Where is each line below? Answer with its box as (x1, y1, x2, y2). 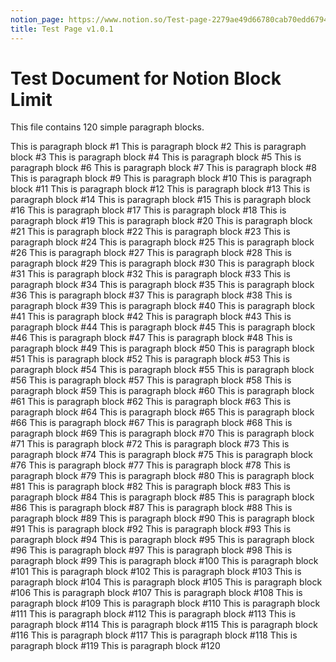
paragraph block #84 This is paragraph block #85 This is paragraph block (10, 491, 315, 503)
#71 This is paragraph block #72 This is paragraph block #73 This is (10, 438, 290, 450)
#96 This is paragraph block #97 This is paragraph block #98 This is (10, 544, 293, 556)
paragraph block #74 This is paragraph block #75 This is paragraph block (10, 449, 313, 461)
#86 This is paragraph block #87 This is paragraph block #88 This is (10, 502, 293, 514)
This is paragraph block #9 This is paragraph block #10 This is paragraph (10, 172, 312, 185)
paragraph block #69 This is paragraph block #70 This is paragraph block (10, 427, 315, 440)
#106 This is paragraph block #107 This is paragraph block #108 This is (10, 587, 303, 599)
